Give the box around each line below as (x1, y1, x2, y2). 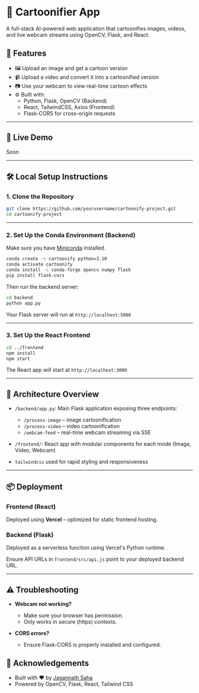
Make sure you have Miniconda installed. (6, 244, 106, 251)
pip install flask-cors (6, 272, 65, 278)
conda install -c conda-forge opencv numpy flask (6, 267, 131, 273)
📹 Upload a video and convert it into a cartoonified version (14, 74, 159, 81)
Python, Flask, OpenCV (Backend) (23, 97, 107, 104)
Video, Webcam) (14, 447, 56, 454)
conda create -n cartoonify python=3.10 (6, 256, 108, 262)
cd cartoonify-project (6, 212, 62, 218)
